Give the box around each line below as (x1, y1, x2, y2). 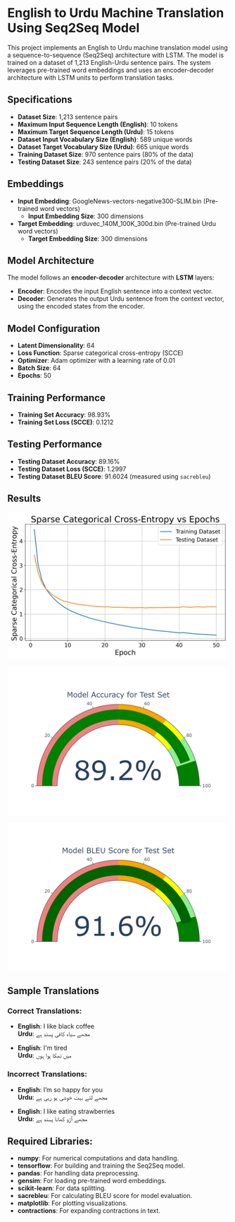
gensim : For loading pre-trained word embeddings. (17, 1177, 167, 1185)
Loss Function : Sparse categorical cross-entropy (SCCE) (17, 349, 184, 357)
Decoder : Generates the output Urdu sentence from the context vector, (17, 294, 224, 303)
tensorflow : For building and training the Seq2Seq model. (17, 1161, 185, 1170)
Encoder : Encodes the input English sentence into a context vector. (17, 287, 213, 296)
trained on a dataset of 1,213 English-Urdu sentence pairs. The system (7, 58, 211, 66)
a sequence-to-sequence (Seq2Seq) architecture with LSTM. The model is (7, 51, 224, 59)
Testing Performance (7, 438, 103, 450)
